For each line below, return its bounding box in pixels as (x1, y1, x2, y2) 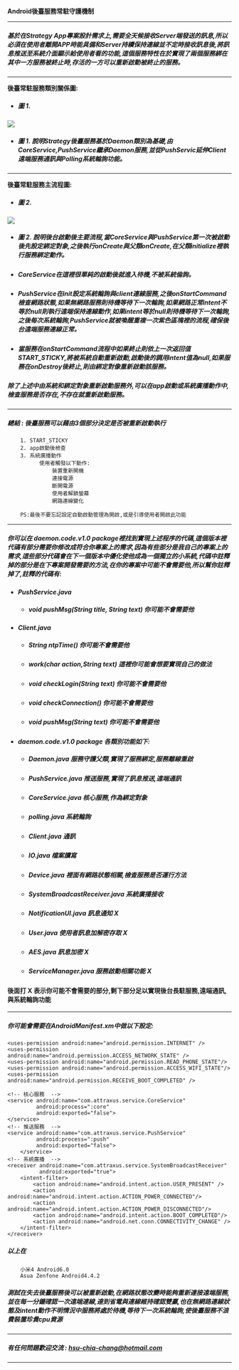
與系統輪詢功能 (7, 995, 51, 1003)
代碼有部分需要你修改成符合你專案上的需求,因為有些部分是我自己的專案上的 (7, 542, 228, 551)
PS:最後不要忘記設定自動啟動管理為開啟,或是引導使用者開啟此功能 (20, 512, 187, 519)
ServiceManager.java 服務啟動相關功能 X (28, 967, 152, 976)
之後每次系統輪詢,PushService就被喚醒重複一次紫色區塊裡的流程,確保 (17, 316, 223, 325)
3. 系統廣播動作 (20, 452, 62, 460)
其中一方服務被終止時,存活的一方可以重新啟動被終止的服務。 (7, 58, 184, 66)
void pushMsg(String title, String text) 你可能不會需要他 (28, 605, 194, 613)
